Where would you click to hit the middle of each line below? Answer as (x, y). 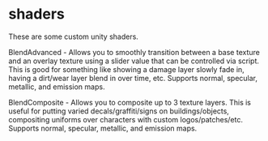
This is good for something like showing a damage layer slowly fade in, (126, 69)
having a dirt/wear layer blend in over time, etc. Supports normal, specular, (133, 78)
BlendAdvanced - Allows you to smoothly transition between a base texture (134, 52)
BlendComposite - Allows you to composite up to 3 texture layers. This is (130, 102)
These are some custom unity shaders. (74, 36)
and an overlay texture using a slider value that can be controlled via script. (134, 61)
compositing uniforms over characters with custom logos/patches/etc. (125, 119)
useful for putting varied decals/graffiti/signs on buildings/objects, (119, 111)
